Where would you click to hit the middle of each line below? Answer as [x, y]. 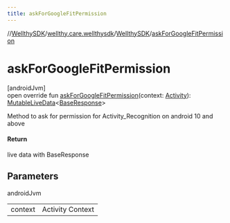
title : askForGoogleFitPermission [57, 14]
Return [17, 139]
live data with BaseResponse [48, 154]
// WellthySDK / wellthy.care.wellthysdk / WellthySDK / [80, 33]
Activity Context [68, 209]
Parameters [33, 176]
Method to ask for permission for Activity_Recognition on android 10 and [110, 116]
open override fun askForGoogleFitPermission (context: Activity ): [99, 95]
